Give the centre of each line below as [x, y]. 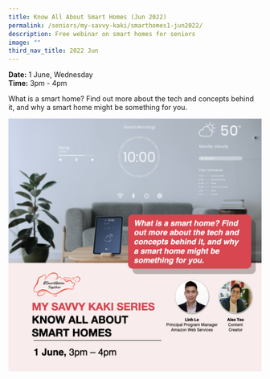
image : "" [25, 43]
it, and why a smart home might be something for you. [98, 108]
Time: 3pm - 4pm [38, 84]
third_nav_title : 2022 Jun [53, 51]
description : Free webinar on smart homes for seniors [102, 34]
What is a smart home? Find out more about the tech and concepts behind [131, 99]
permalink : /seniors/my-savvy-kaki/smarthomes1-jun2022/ [106, 25]
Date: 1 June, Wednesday [51, 75]
